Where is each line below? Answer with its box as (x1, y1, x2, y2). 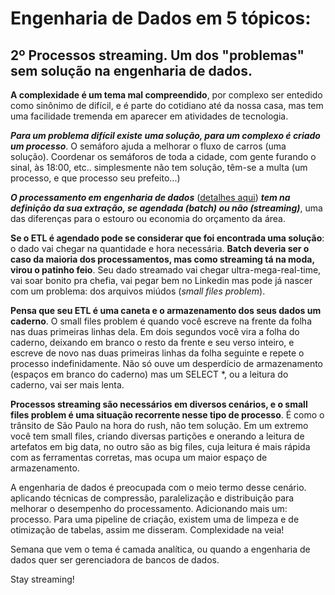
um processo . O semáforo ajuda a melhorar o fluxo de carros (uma (10, 140, 287, 152)
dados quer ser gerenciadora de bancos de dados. (10, 554, 220, 566)
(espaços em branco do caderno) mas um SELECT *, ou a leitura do (10, 368, 289, 380)
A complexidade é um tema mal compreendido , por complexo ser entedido (10, 89, 323, 101)
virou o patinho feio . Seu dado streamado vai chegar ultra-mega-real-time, (10, 264, 322, 276)
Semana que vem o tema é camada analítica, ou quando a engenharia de (10, 543, 311, 555)
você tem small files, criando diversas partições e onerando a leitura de (10, 430, 305, 442)
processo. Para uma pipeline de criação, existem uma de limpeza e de (10, 513, 300, 525)
